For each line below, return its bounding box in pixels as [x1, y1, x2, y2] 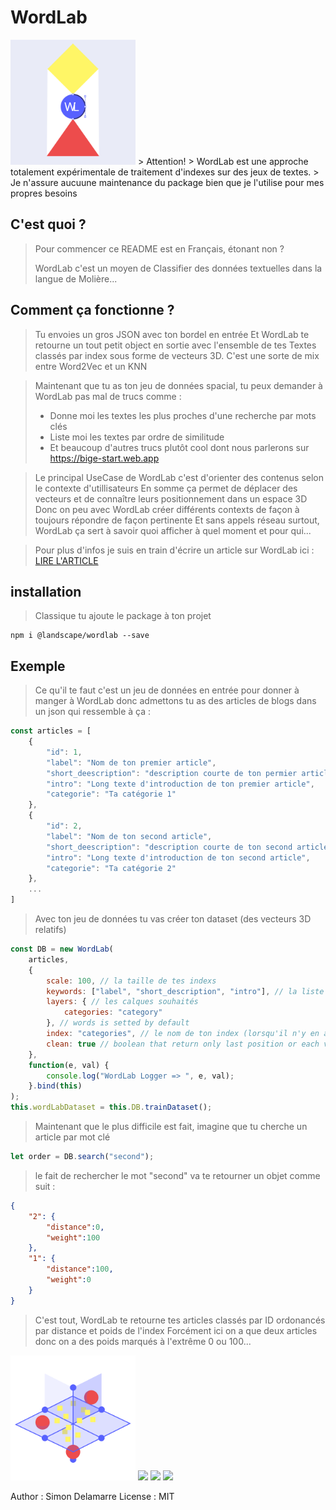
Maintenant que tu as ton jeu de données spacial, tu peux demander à [34, 379, 323, 391]
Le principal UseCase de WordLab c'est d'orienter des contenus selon [34, 471, 325, 483]
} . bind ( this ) [28, 1081, 83, 1091]
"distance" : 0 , [46, 1222, 105, 1232]
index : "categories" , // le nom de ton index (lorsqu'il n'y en [46, 1029, 320, 1039]
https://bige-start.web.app [49, 452, 160, 464]
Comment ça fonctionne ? [10, 302, 175, 319]
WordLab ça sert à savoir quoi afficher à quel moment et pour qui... [34, 524, 312, 536]
